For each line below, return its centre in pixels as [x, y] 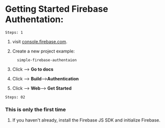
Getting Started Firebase [57, 9]
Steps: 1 [14, 32]
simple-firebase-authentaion [47, 60]
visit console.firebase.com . [40, 41]
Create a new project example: [43, 51]
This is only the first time [36, 109]
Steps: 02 [15, 97]
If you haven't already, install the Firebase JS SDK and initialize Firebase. [86, 120]
